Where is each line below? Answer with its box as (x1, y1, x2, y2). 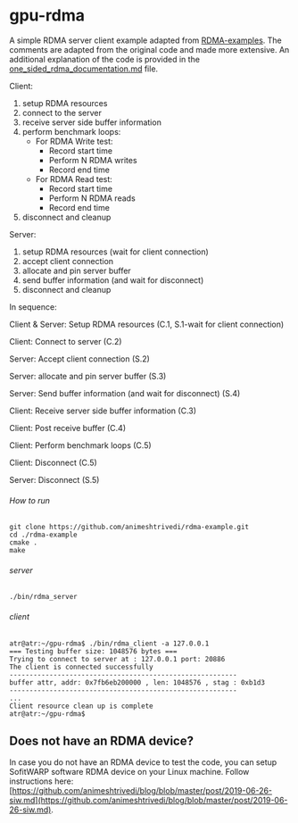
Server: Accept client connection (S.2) (9, 353, 150, 364)
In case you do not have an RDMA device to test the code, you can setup (9, 757, 277, 768)
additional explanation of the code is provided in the (9, 54, 201, 64)
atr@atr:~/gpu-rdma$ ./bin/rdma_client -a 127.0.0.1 (9, 639, 210, 648)
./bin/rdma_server (9, 593, 78, 602)
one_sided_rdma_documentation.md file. (9, 63, 159, 74)
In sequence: (9, 301, 57, 312)
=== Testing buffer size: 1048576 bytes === (9, 646, 178, 656)
